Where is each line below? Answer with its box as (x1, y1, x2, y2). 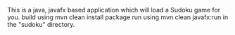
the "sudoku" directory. (7, 21, 75, 28)
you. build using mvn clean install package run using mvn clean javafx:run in (7, 13, 229, 21)
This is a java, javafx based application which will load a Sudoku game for (7, 6, 221, 14)
